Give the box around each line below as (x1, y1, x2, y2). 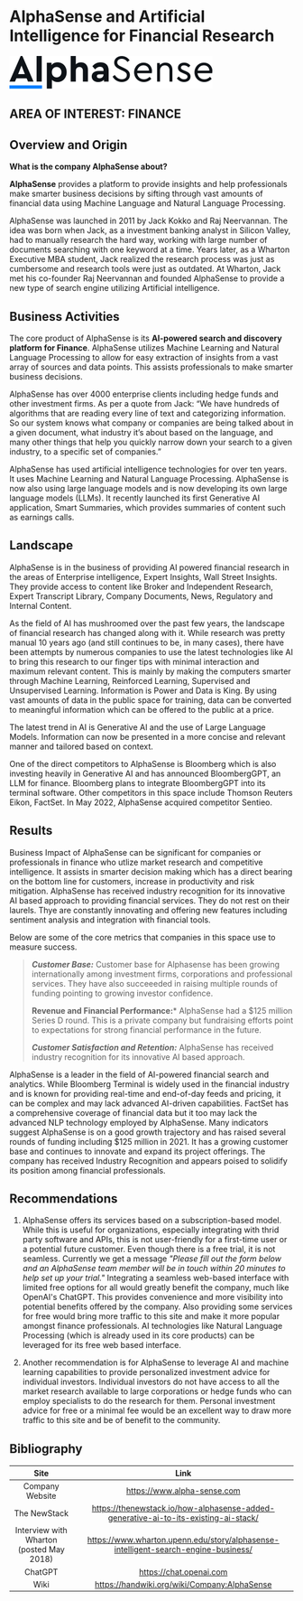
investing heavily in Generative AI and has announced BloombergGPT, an (9, 768, 281, 779)
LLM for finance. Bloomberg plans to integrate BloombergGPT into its (9, 777, 266, 788)
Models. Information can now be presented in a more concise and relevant (9, 731, 286, 742)
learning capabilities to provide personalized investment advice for (22, 1367, 271, 1378)
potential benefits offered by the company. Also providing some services (22, 1301, 293, 1312)
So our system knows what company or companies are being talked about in (9, 417, 294, 428)
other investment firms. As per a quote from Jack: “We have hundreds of (9, 398, 280, 408)
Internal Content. (9, 600, 72, 611)
